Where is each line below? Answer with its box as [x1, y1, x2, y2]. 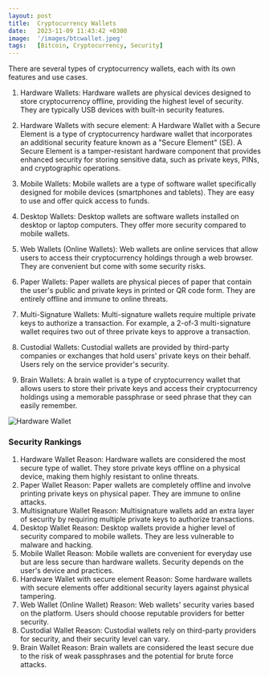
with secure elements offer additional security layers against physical [19, 583, 250, 592]
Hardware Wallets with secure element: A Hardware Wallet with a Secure [19, 121, 261, 130]
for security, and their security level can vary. [19, 634, 170, 644]
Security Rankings [8, 436, 82, 447]
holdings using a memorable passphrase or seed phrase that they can [19, 392, 252, 402]
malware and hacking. [19, 540, 94, 550]
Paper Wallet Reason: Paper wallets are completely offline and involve [19, 480, 251, 490]
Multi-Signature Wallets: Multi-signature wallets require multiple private [19, 310, 256, 319]
